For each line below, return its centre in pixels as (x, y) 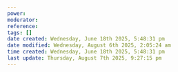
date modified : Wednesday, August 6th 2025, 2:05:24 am (89, 45)
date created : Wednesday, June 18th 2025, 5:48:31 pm (86, 39)
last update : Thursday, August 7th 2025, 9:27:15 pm (85, 58)
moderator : (23, 20)
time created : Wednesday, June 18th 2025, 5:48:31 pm (86, 52)
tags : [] (20, 33)
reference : (23, 26)
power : (17, 13)
